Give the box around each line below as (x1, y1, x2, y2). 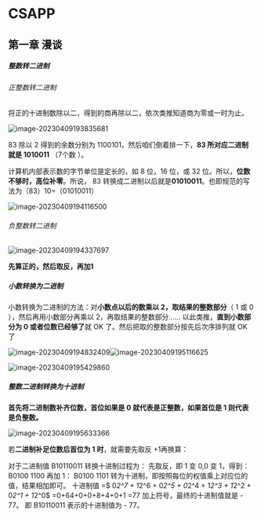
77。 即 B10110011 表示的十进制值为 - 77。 (8, 501, 144, 510)
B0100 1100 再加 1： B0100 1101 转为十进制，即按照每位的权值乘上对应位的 (8, 471, 248, 481)
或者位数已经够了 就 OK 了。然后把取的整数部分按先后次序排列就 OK (30, 322, 248, 332)
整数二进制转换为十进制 (8, 381, 84, 391)
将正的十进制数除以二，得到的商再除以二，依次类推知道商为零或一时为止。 (8, 108, 248, 118)
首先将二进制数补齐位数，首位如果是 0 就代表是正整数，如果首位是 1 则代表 (8, 403, 249, 413)
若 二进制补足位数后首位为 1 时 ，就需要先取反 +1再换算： (8, 445, 189, 454)
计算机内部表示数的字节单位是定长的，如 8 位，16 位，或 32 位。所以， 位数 (8, 166, 251, 177)
